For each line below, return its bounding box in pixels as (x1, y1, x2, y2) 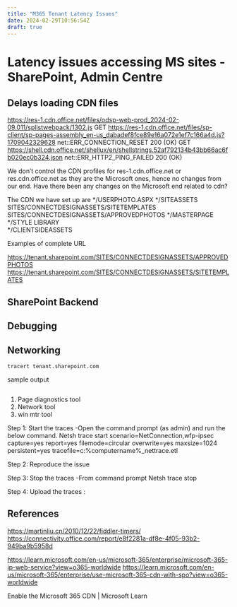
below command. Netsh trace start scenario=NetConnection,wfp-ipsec (7, 431, 214, 440)
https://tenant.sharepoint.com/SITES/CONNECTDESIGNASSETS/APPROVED (7, 253, 229, 261)
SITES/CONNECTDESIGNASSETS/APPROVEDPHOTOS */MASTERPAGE (7, 211, 214, 219)
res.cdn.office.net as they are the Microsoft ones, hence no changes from (7, 175, 222, 183)
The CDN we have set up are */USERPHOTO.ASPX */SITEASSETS (7, 196, 198, 204)
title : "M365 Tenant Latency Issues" (7, 10, 119, 18)
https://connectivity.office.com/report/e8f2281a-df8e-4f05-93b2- (7, 534, 200, 543)
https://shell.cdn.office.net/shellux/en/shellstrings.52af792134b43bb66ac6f (7, 146, 229, 154)
